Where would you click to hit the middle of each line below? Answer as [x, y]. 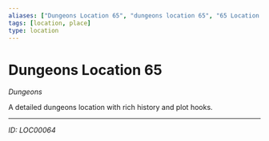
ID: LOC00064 [32, 130]
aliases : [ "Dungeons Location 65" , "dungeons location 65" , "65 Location [134, 16]
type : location [34, 30]
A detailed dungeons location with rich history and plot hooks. [111, 108]
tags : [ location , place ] [50, 23]
